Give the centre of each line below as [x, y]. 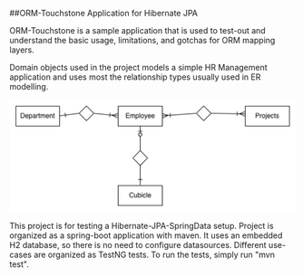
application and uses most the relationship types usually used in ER [135, 77]
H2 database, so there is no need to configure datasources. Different [138, 244]
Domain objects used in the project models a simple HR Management [138, 67]
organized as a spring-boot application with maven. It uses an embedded [146, 235]
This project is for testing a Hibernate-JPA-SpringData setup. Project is [142, 225]
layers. [22, 50]
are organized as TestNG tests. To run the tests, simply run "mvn [154, 254]
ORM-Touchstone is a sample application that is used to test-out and [137, 30]
